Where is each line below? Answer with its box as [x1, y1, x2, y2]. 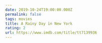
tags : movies [5, 16, 32, 21]
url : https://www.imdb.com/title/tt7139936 [5, 30, 97, 35]
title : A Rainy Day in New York [5, 21, 72, 26]
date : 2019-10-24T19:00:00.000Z [5, 7, 72, 12]
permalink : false [5, 12, 41, 17]
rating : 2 [5, 26, 26, 31]
